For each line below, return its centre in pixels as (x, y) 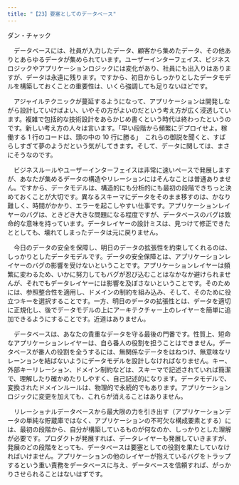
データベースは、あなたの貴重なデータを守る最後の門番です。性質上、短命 (122, 334)
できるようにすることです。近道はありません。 (81, 319)
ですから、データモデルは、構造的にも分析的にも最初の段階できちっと (122, 188)
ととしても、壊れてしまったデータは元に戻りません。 (85, 232)
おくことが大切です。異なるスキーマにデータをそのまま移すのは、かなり (125, 196)
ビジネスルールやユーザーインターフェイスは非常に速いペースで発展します (122, 170)
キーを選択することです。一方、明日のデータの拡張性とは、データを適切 (125, 301)
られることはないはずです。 (66, 474)
